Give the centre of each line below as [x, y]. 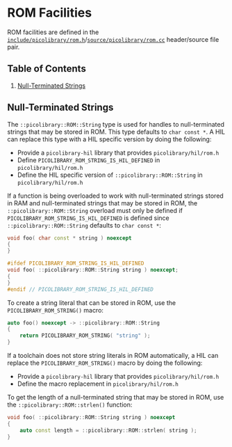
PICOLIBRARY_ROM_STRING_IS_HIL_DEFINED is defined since [88, 218]
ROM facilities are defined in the [53, 32]
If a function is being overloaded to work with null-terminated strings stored [115, 196]
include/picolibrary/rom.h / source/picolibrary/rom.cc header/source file [113, 39]
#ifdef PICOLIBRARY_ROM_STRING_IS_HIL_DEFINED [76, 264]
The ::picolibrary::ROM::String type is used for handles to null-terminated [116, 124]
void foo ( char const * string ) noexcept [69, 238]
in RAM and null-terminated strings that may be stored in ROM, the [102, 203]
